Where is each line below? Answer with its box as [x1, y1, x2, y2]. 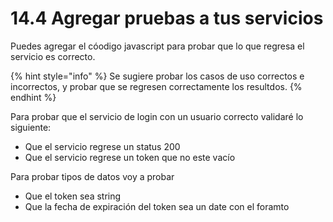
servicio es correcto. [10, 50, 96, 62]
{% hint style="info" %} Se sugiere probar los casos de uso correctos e [10, 70, 305, 82]
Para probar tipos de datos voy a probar [10, 170, 175, 182]
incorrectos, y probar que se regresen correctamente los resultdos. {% [10, 80, 303, 92]
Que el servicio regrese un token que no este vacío [24, 151, 236, 163]
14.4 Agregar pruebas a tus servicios [10, 7, 324, 30]
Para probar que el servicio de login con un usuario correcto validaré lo [10, 110, 304, 122]
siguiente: [10, 121, 52, 133]
